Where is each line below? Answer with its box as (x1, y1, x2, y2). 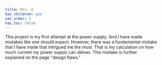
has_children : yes (5, 12, 42, 16)
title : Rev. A (5, 7, 34, 12)
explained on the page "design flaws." (5, 54, 81, 61)
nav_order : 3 (5, 16, 31, 21)
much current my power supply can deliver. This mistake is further (5, 49, 137, 55)
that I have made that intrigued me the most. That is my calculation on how (5, 44, 154, 50)
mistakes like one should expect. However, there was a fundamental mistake (5, 39, 157, 45)
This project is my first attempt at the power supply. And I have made (5, 34, 143, 40)
